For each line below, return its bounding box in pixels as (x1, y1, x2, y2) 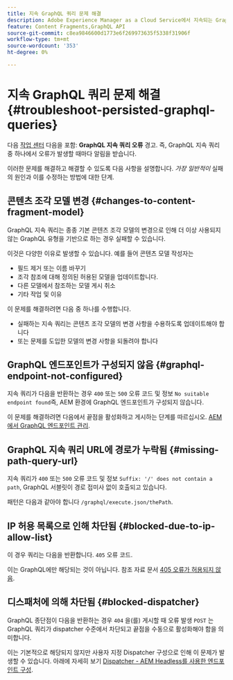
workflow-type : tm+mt (7, 36, 70, 43)
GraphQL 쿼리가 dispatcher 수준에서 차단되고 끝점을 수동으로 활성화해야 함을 (7, 624, 217, 633)
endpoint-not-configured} (7, 371, 123, 382)
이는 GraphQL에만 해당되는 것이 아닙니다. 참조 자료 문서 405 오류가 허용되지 (7, 566, 214, 574)
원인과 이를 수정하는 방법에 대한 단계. (14, 173, 114, 181)
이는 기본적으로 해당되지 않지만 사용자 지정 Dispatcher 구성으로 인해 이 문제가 (7, 648, 218, 656)
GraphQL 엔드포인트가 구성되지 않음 (7, 359, 154, 371)
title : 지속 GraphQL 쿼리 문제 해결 (7, 10, 102, 17)
